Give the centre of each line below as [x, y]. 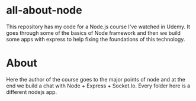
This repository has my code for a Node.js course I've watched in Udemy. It [98, 27]
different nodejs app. [32, 92]
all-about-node [44, 10]
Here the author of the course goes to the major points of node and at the [96, 79]
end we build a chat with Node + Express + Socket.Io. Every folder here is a [98, 86]
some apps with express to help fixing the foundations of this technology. [96, 39]
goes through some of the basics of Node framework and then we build [93, 32]
